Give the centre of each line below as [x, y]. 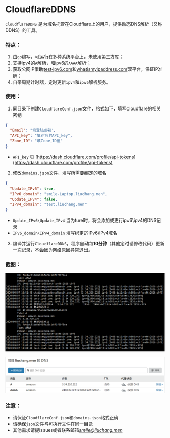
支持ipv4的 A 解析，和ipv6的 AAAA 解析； [52, 63]
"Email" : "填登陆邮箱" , [33, 130]
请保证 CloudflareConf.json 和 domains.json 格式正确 [66, 418]
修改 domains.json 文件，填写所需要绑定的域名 [59, 173]
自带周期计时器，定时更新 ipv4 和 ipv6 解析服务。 [62, 82]
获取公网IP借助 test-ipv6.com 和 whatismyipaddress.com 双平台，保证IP [85, 69]
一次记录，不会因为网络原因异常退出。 [52, 250]
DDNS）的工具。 [23, 30]
